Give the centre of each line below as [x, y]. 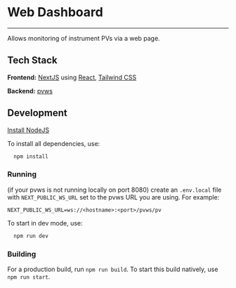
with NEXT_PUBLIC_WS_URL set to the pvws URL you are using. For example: [113, 197]
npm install [31, 156]
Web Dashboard [55, 12]
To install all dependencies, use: [54, 143]
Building [22, 254]
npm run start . [29, 276]
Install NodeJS [28, 130]
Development [38, 113]
